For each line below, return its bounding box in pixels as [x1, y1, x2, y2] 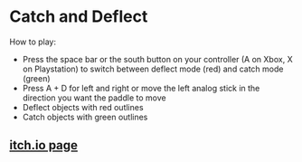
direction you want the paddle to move [22, 92, 166, 103]
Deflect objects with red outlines [22, 101, 144, 112]
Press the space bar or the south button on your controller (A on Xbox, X [22, 53, 293, 64]
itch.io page [9, 138, 79, 153]
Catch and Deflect [9, 6, 148, 27]
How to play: [9, 36, 57, 47]
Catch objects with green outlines [22, 111, 148, 122]
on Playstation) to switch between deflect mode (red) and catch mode [22, 63, 284, 74]
